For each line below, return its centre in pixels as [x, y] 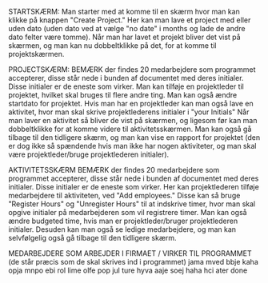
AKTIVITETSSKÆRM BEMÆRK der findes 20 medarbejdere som [114, 170]
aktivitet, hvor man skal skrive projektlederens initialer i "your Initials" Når [129, 112]
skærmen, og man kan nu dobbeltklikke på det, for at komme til [112, 46]
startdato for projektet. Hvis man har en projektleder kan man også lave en [131, 104]
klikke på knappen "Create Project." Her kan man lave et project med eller [130, 20]
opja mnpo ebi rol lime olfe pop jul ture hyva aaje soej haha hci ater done [128, 270]
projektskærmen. [36, 54]
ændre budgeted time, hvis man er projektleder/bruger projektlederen [123, 221]
